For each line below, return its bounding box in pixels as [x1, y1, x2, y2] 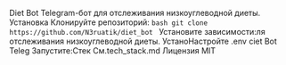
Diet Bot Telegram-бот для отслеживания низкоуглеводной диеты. [9, 8, 261, 18]
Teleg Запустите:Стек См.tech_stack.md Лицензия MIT [9, 45, 217, 56]
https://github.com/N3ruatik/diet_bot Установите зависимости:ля [9, 27, 266, 37]
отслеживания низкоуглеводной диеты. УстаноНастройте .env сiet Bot [9, 36, 278, 46]
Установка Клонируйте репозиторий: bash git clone [9, 17, 208, 28]
